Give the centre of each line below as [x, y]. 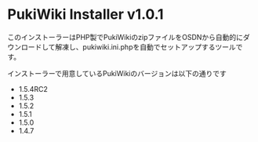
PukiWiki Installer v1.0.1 [85, 15]
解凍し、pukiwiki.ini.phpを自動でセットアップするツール [145, 47]
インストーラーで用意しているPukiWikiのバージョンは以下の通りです [117, 73]
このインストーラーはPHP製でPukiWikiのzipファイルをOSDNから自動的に [125, 37]
